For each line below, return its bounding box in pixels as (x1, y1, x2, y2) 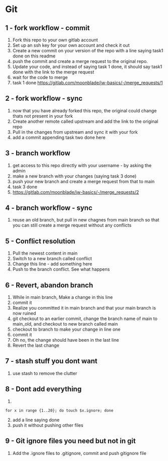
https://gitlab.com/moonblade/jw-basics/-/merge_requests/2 (12, 189, 139, 195)
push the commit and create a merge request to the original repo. (12, 58, 148, 64)
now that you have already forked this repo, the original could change (12, 107, 157, 114)
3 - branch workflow (5, 149, 70, 158)
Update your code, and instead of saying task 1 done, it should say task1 (12, 64, 162, 69)
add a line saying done (12, 417, 60, 423)
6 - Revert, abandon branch (5, 281, 94, 289)
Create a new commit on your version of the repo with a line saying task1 (12, 48, 163, 53)
